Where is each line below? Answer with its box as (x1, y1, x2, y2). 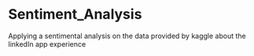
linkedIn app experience (8, 39, 87, 48)
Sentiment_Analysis (8, 5, 142, 23)
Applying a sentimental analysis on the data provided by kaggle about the (8, 31, 246, 40)
